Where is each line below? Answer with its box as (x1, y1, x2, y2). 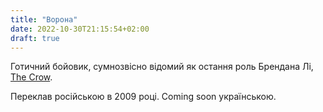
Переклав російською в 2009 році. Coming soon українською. (10, 91, 277, 103)
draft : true (10, 33, 60, 43)
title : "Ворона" (10, 14, 78, 25)
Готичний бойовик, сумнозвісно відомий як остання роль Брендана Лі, (10, 61, 314, 73)
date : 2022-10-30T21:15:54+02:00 (10, 24, 150, 34)
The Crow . (10, 71, 53, 83)
